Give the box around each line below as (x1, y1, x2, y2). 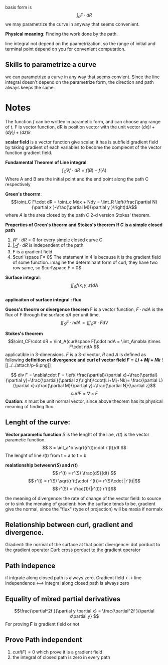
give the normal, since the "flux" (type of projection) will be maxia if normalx (5, 506, 163, 512)
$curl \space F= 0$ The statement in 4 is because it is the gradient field (12, 254, 161, 260)
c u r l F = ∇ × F (71, 390, 98, 396)
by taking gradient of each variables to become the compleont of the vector (5, 144, 162, 150)
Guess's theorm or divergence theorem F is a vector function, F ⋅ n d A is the (5, 306, 163, 312)
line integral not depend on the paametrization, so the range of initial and (5, 40, 156, 47)
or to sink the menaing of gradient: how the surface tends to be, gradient (5, 501, 155, 507)
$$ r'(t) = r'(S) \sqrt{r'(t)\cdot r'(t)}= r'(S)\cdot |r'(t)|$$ (28, 477, 140, 483)
